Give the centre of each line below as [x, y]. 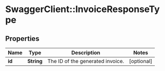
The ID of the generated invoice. [86, 61]
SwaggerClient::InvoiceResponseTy [82, 9]
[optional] [141, 61]
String [35, 61]
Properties [22, 39]
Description [86, 53]
